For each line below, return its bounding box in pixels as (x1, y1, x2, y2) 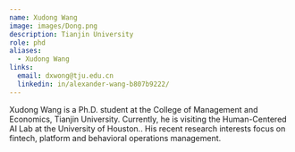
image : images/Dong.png (9, 21, 98, 30)
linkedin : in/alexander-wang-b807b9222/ (17, 80, 170, 89)
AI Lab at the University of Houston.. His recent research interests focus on (9, 122, 286, 134)
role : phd (9, 38, 46, 47)
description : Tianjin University (9, 30, 134, 38)
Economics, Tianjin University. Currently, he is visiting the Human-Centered (9, 114, 288, 124)
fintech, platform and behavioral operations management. (9, 132, 222, 143)
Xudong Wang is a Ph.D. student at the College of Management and (9, 104, 258, 114)
